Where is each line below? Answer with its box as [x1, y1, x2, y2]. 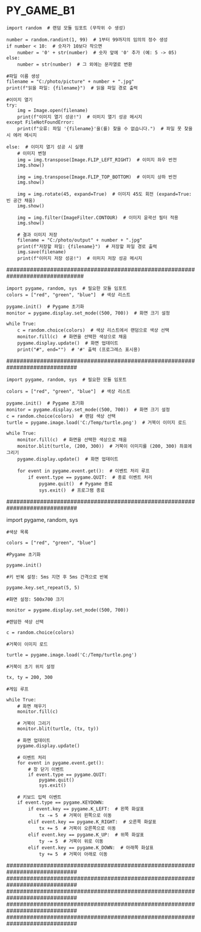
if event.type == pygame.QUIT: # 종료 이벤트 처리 [28, 474, 153, 481]
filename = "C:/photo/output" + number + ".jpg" [17, 237, 143, 243]
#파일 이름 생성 [6, 73, 40, 79]
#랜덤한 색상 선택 [6, 619, 44, 625]
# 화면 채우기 [17, 703, 47, 709]
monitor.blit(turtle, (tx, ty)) [17, 725, 99, 732]
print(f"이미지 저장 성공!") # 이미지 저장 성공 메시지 [17, 255, 143, 262]
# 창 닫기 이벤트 [28, 766, 64, 773]
